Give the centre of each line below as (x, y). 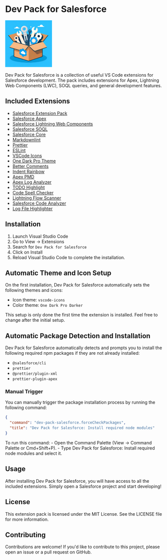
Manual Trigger (24, 392)
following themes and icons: (34, 290)
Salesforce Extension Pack (40, 113)
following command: (26, 408)
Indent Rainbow (28, 171)
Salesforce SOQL (30, 129)
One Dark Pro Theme (34, 161)
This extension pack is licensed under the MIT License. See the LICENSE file (83, 514)
